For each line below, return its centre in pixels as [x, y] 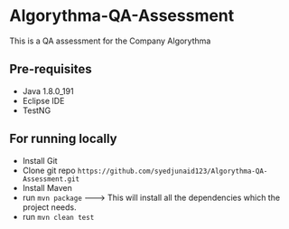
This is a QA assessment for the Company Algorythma [110, 41]
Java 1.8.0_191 [48, 91]
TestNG [37, 110]
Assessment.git [51, 179]
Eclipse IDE [43, 100]
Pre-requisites [51, 69]
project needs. [49, 207]
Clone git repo [49, 170]
